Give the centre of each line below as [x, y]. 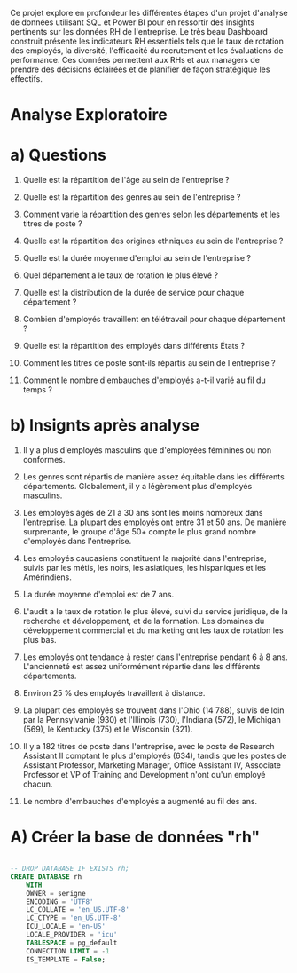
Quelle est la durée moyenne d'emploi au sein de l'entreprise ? [137, 258]
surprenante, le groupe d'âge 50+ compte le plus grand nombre [139, 532]
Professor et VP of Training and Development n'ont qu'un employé [144, 775]
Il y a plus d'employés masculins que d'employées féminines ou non [147, 450]
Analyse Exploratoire [89, 115]
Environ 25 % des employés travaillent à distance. [114, 693]
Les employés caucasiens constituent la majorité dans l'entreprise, [145, 558]
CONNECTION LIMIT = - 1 [68, 951]
